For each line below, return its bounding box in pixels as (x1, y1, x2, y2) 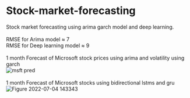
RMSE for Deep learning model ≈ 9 (6, 42, 90, 49)
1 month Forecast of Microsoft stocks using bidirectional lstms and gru (6, 79, 175, 86)
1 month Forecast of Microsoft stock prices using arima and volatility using (6, 54, 185, 61)
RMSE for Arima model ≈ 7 (6, 36, 70, 43)
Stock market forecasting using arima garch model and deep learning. (6, 23, 174, 30)
